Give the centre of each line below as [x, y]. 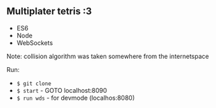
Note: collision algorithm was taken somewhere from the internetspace [108, 56]
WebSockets [35, 43]
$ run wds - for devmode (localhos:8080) [76, 98]
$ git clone [34, 83]
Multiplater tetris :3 [49, 11]
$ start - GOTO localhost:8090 [62, 90]
